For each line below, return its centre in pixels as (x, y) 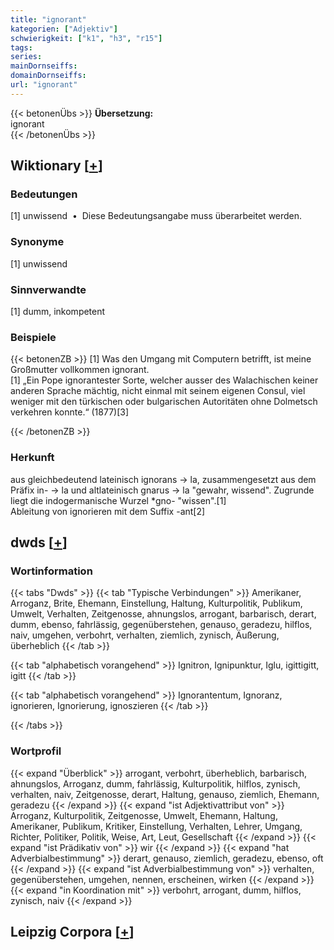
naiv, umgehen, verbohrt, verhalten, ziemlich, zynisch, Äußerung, (145, 635)
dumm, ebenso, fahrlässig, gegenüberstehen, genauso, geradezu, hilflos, (161, 625)
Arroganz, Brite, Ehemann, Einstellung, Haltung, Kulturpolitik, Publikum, (156, 603)
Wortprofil (36, 751)
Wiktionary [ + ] (56, 166)
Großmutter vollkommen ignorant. (80, 370)
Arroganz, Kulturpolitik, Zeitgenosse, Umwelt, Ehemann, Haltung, (144, 815)
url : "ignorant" (44, 85)
